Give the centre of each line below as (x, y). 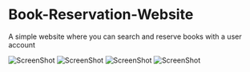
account (22, 44)
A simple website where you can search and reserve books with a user (125, 36)
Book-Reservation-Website (101, 15)
